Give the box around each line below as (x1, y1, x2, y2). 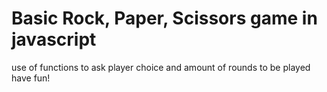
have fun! (11, 72, 51, 84)
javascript (11, 28, 97, 51)
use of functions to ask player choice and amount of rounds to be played (11, 61, 311, 73)
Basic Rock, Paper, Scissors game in (11, 7, 318, 30)
